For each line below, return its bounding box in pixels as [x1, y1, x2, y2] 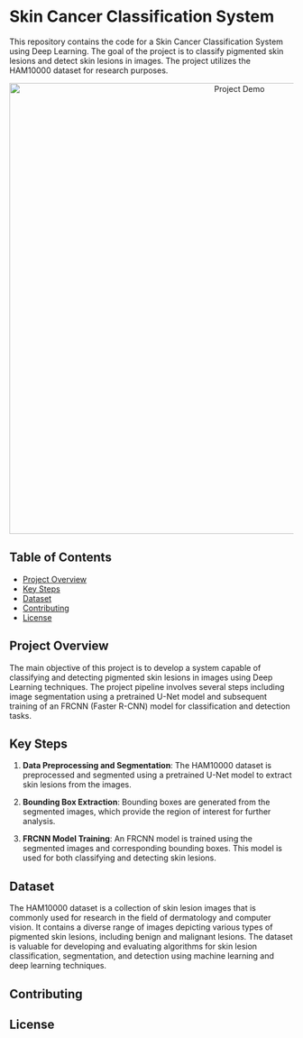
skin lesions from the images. [22, 779, 133, 790]
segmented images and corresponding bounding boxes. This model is [22, 843, 282, 854]
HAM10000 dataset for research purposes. [9, 65, 169, 76]
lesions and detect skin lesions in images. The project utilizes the [9, 55, 251, 66]
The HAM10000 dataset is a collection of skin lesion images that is [9, 903, 257, 914]
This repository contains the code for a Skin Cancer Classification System [9, 36, 284, 47]
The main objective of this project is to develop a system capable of [9, 662, 262, 673]
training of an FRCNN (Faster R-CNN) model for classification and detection [9, 701, 290, 712]
